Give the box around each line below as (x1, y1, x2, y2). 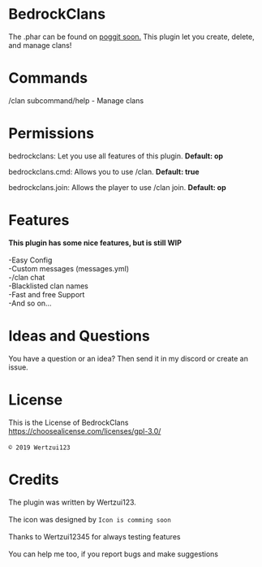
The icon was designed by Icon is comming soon (8, 514, 172, 524)
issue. (8, 362, 28, 372)
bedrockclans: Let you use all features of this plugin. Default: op (8, 151, 224, 161)
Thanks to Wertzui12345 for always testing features (8, 531, 181, 541)
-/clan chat (8, 272, 45, 282)
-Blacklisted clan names (8, 281, 89, 291)
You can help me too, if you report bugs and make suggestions (8, 549, 219, 559)
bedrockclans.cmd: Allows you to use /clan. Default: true (8, 167, 200, 176)
